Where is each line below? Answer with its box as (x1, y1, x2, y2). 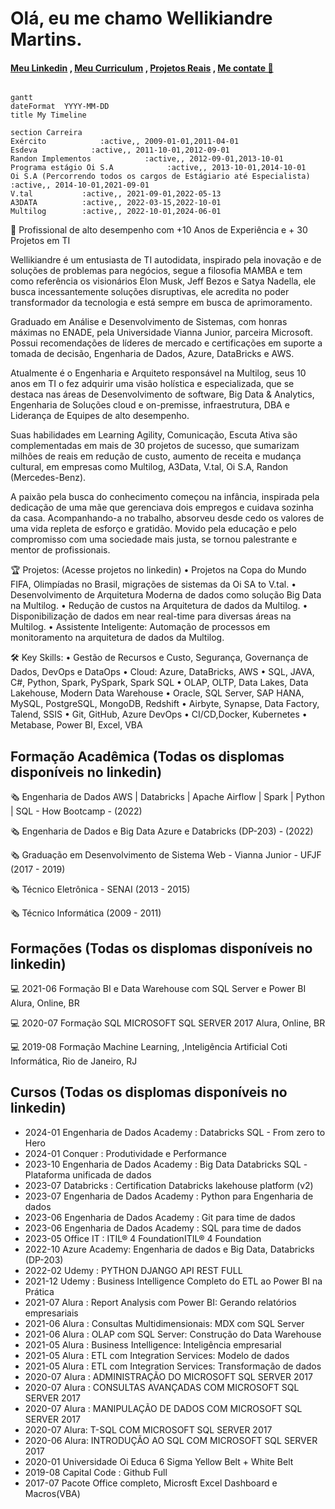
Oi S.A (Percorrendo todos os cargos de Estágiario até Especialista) (10, 172, 311, 182)
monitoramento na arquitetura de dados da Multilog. (10, 632, 225, 644)
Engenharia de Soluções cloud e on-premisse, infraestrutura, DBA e (10, 399, 290, 411)
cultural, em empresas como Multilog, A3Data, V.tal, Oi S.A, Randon (10, 461, 289, 473)
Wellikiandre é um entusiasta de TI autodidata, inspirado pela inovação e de (10, 254, 322, 266)
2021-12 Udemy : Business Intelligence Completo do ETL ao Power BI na (24, 1275, 323, 1287)
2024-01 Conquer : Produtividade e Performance (24, 1147, 227, 1159)
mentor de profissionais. (10, 544, 111, 556)
